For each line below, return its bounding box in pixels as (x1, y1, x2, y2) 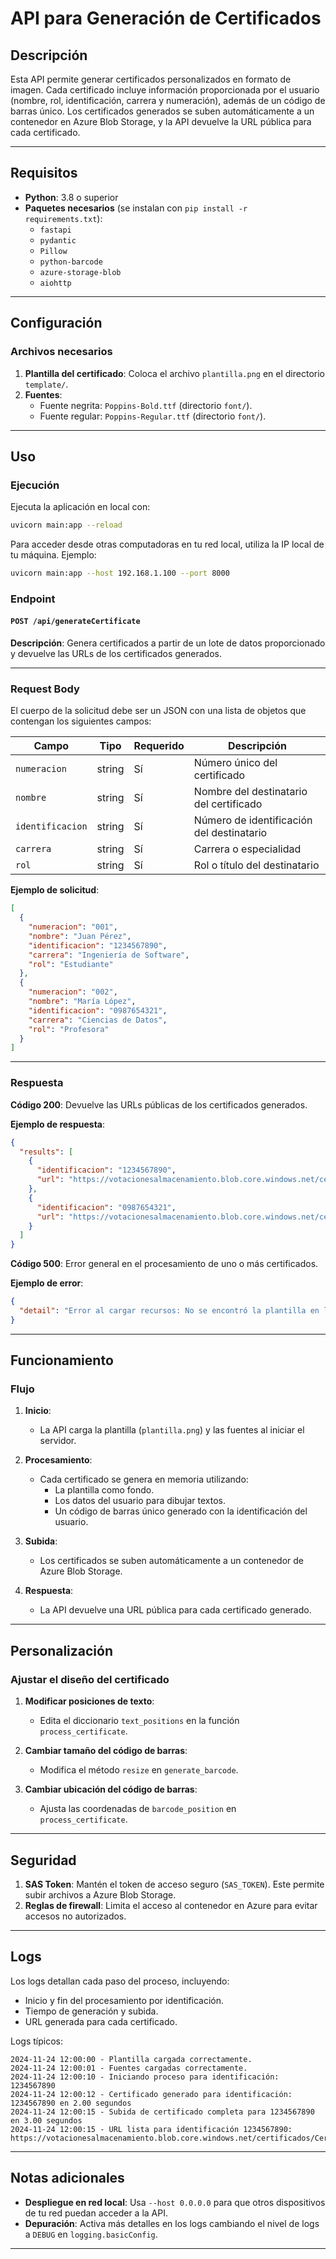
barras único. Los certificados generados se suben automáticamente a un (10, 105, 315, 117)
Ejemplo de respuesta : (10, 1118, 106, 1130)
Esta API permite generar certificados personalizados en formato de (10, 73, 292, 85)
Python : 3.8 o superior (24, 191, 119, 203)
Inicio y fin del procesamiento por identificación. (24, 1994, 225, 2006)
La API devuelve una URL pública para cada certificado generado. (39, 1604, 312, 1616)
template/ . (24, 378, 69, 390)
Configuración (10, 315, 103, 332)
